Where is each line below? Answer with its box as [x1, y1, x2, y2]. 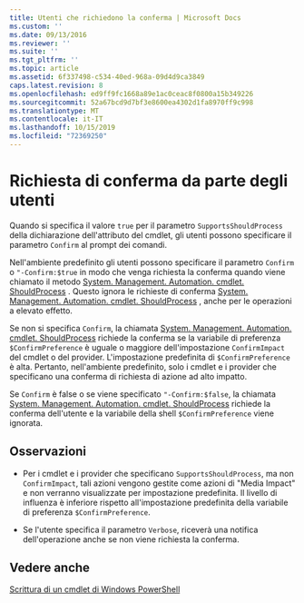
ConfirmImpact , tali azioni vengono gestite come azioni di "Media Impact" [22, 478, 296, 489]
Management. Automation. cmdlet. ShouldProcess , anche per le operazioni [9, 295, 292, 306]
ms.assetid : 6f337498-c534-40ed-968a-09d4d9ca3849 [9, 73, 205, 82]
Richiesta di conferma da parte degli [9, 171, 289, 192]
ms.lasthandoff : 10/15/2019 [9, 124, 116, 133]
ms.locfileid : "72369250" [9, 132, 107, 141]
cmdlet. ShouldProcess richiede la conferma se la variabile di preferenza [9, 332, 281, 343]
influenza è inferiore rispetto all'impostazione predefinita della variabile [22, 497, 289, 508]
